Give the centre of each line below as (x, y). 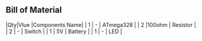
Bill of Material (34, 10)
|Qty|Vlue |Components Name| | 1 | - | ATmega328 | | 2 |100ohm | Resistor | (101, 24)
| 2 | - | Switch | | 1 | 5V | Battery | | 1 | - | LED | (64, 31)
